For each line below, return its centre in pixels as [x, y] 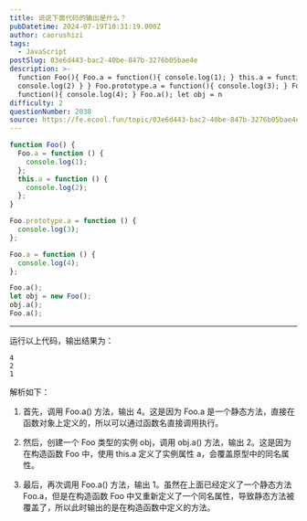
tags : [20, 43]
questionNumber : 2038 [51, 112]
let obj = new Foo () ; [51, 297]
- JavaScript [42, 52]
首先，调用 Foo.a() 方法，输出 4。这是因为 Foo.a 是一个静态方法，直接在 [159, 411]
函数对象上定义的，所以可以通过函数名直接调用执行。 [123, 422]
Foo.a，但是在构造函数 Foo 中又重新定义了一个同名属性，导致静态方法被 [159, 495]
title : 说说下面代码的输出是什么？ [68, 18]
